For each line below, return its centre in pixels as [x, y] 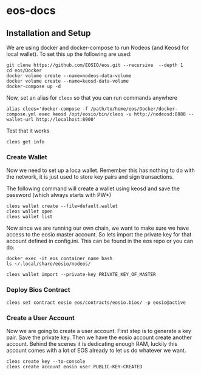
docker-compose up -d [34, 86]
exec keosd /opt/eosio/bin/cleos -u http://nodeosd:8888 [112, 114]
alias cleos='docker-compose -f [47, 109]
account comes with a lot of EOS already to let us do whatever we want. [96, 350]
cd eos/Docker [24, 71]
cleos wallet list [29, 217]
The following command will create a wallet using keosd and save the [93, 188]
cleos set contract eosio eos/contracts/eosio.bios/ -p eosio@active [96, 302]
